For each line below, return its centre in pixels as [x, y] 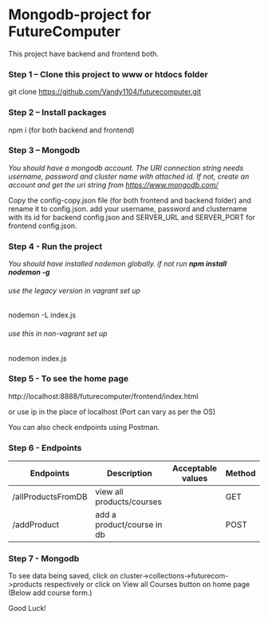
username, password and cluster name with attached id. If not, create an [129, 176]
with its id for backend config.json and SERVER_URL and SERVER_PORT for [132, 217]
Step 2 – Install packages [57, 112]
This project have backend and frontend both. [84, 53]
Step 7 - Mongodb [44, 558]
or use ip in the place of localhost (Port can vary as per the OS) [112, 412]
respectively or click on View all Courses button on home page [147, 585]
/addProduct [36, 525]
